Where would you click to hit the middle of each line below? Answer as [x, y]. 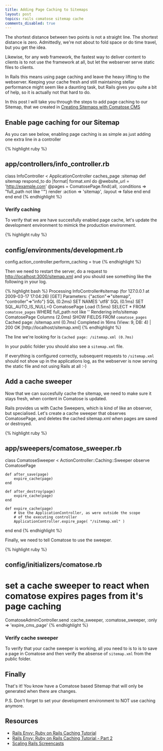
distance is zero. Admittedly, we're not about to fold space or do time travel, [81, 43]
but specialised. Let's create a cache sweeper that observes [65, 413]
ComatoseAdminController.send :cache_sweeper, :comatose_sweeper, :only [81, 620]
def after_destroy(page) [30, 492]
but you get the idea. [26, 47]
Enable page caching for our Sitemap [62, 122]
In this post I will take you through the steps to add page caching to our [76, 102]
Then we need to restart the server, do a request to [56, 271]
